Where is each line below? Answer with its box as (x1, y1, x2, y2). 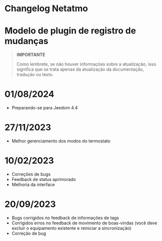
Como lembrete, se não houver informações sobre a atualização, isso (16, 61, 157, 67)
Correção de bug (11, 230, 46, 236)
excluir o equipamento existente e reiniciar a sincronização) (11, 225, 132, 231)
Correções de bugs (11, 171, 51, 177)
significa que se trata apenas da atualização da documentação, (16, 66, 144, 72)
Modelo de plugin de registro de (4, 25, 136, 37)
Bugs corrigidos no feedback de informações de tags (11, 215, 119, 221)
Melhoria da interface (11, 181, 55, 187)
